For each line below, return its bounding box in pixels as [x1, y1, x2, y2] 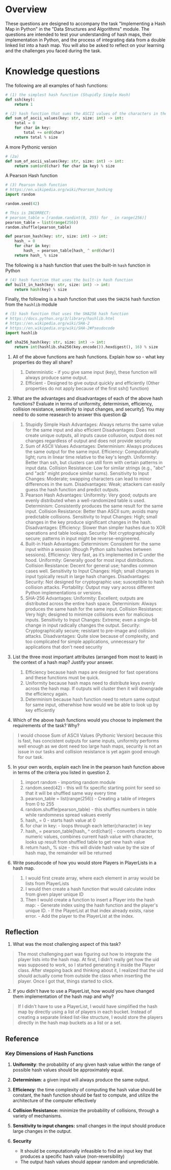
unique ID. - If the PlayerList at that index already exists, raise [25, 908, 154, 914]
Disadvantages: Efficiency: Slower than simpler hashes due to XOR [25, 524, 165, 531]
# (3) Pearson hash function [5, 182, 67, 187]
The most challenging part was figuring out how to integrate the [17, 951, 152, 957]
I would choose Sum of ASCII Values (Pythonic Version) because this [17, 732, 163, 738]
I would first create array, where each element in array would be [25, 875, 160, 881]
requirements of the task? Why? [12, 722, 80, 728]
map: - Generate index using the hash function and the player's [25, 902, 158, 908]
